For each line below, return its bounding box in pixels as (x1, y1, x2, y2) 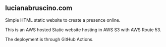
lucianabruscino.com (5, 4, 73, 12)
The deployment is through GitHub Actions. (5, 36, 94, 42)
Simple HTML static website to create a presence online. (5, 17, 120, 23)
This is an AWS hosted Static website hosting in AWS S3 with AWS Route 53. (5, 27, 162, 33)
